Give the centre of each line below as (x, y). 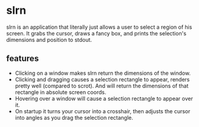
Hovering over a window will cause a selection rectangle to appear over (104, 98)
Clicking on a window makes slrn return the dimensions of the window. (103, 73)
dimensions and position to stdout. (49, 40)
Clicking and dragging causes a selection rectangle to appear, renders (102, 79)
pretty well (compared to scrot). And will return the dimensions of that (102, 86)
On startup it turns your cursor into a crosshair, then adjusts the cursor (103, 111)
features (23, 58)
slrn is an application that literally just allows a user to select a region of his (99, 27)
